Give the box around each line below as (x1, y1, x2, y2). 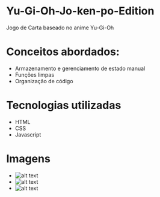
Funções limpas (14, 71, 55, 78)
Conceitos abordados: (6, 45, 120, 59)
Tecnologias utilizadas (6, 99, 122, 112)
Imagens (6, 152, 51, 165)
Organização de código (14, 77, 73, 84)
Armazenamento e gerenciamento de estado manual (14, 65, 146, 72)
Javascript (14, 131, 42, 138)
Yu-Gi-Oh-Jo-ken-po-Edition (6, 4, 155, 18)
